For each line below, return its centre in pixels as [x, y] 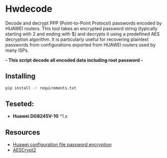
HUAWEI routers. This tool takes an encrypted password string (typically [81, 28]
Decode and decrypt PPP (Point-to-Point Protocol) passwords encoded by [83, 23]
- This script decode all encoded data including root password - [74, 60]
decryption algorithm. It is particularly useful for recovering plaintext [77, 39]
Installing [20, 76]
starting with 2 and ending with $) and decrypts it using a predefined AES [82, 34]
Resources [23, 132]
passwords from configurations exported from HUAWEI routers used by [80, 44]
